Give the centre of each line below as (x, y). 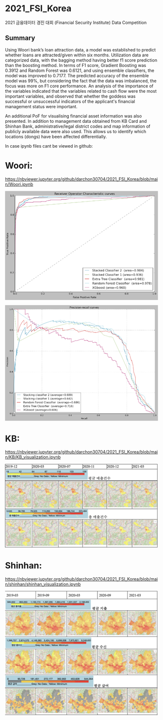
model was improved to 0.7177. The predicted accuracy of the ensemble (77, 75)
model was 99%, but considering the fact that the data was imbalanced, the (81, 81)
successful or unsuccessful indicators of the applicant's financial (70, 101)
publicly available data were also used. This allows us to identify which (76, 131)
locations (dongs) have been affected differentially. (56, 136)
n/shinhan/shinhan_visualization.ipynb (43, 584)
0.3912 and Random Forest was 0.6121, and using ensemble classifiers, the (80, 70)
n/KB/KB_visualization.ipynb (33, 457)
